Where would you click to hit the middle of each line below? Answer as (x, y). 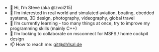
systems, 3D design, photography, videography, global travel (72, 18)
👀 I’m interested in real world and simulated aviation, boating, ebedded (82, 13)
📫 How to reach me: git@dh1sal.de (46, 44)
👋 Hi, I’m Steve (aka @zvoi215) (41, 8)
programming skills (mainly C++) (43, 28)
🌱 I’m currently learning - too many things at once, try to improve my (80, 23)
